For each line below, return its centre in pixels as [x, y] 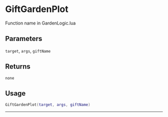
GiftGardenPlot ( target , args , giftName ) [48, 105]
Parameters [24, 39]
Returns [18, 67]
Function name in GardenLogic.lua [40, 23]
